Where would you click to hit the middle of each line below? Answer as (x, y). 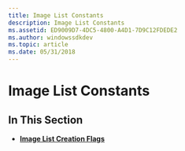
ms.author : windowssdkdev (50, 37)
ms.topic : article (38, 45)
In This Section (46, 120)
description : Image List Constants (67, 23)
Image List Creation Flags (62, 139)
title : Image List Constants (56, 15)
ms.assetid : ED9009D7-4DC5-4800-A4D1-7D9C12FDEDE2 (93, 30)
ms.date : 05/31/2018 (42, 52)
